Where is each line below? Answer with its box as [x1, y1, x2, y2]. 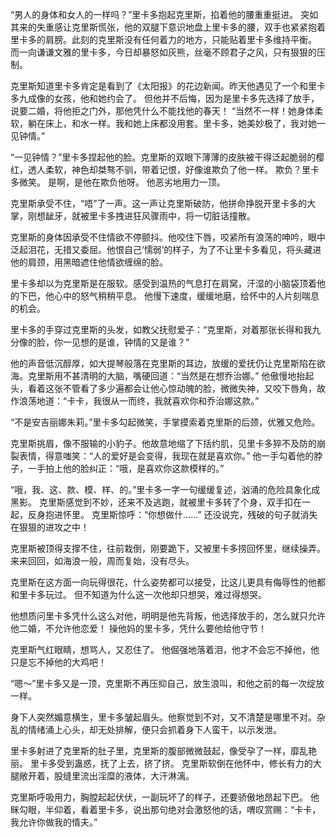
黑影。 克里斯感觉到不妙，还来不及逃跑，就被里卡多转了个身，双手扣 [10, 496, 293, 508]
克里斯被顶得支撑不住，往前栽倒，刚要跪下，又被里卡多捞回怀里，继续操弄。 [10, 543, 326, 554]
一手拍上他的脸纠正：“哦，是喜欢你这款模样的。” [27, 463, 225, 474]
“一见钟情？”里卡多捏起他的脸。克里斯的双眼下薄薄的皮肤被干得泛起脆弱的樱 [10, 151, 325, 163]
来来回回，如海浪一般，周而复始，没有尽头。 [10, 555, 195, 567]
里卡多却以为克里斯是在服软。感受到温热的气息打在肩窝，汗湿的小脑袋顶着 [10, 278, 317, 289]
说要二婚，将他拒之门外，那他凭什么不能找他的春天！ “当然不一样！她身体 [10, 105, 315, 117]
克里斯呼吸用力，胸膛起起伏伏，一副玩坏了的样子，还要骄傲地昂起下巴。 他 [10, 791, 320, 803]
